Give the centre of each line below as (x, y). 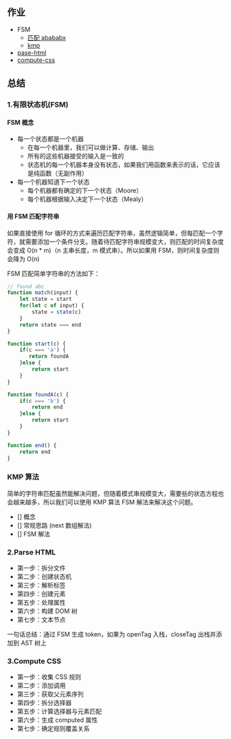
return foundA (49, 357)
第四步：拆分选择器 (44, 703)
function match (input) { (43, 293)
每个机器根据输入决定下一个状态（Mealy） (87, 199)
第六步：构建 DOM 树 (47, 611)
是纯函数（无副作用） (57, 174)
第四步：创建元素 (41, 594)
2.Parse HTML (32, 552)
